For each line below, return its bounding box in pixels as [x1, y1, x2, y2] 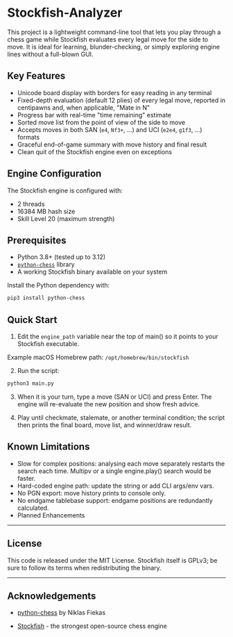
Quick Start [7, 314, 58, 326]
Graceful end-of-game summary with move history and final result [17, 140, 207, 149]
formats [17, 133, 40, 141]
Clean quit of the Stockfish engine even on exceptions [17, 147, 172, 156]
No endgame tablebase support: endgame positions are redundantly [17, 496, 213, 504]
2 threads [17, 199, 45, 208]
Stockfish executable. [17, 340, 80, 348]
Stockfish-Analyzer [7, 5, 123, 21]
